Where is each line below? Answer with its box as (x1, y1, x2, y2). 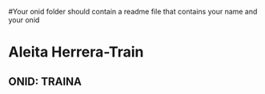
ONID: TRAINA (8, 75, 82, 88)
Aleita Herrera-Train (8, 43, 144, 61)
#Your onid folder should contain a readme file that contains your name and (8, 7, 258, 16)
